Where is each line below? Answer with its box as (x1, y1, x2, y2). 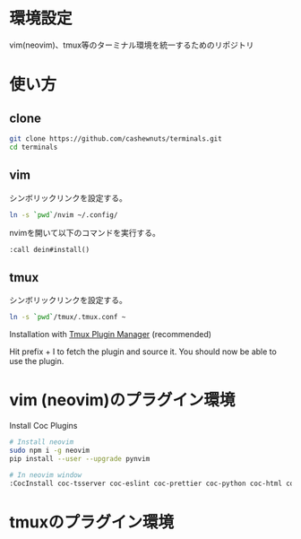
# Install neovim (9, 438, 74, 447)
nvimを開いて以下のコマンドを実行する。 (9, 228, 161, 239)
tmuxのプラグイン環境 (9, 512, 175, 532)
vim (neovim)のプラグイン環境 (9, 390, 236, 411)
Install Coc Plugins (9, 421, 78, 430)
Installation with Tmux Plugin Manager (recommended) (9, 329, 212, 340)
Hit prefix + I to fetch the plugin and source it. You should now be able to (9, 346, 278, 357)
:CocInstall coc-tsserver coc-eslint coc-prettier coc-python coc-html (9, 479, 282, 488)
